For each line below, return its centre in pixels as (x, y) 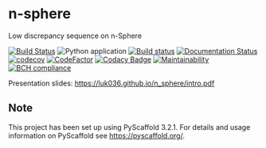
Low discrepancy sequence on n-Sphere (75, 36)
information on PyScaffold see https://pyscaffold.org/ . (97, 135)
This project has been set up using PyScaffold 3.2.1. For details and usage (129, 127)
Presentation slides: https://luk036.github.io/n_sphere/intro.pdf (111, 83)
